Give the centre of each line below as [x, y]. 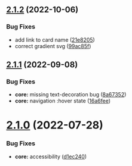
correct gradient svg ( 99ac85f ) [53, 46]
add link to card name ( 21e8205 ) [55, 40]
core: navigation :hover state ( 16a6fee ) [63, 101]
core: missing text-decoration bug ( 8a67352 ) [70, 95]
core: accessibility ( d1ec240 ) [51, 156]
